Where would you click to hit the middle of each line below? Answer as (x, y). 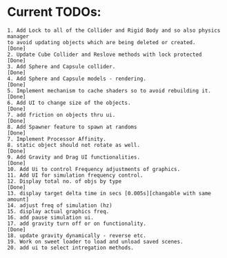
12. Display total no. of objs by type (65, 181)
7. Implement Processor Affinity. (57, 139)
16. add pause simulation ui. (51, 217)
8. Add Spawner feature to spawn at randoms (72, 127)
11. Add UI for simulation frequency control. (75, 175)
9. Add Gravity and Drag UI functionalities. (73, 157)
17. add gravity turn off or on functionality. (77, 224)
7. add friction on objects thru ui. (61, 115)
